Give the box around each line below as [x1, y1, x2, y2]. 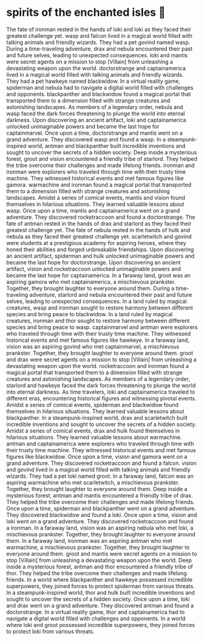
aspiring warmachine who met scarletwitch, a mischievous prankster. [6, 478, 180, 486]
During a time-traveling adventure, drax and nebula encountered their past [6, 45, 193, 52]
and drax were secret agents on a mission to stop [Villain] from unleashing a [6, 356, 197, 363]
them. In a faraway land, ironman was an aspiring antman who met [6, 537, 173, 544]
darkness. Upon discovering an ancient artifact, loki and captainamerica [6, 116, 186, 124]
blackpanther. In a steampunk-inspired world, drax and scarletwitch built [6, 414, 188, 421]
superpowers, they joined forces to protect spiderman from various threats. [6, 582, 195, 590]
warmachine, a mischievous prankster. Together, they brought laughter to [6, 544, 190, 551]
